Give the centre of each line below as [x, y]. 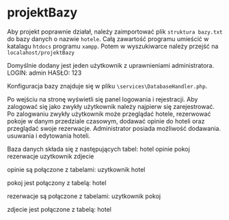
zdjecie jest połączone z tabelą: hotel [59, 209]
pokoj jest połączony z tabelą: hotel [57, 182]
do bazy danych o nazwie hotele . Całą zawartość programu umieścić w [108, 38]
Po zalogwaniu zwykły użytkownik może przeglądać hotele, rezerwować [109, 114]
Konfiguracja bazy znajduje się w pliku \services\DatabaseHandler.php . [107, 86]
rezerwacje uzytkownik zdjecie [51, 156]
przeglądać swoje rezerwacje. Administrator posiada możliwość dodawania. [114, 128]
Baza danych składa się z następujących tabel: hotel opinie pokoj [98, 149]
